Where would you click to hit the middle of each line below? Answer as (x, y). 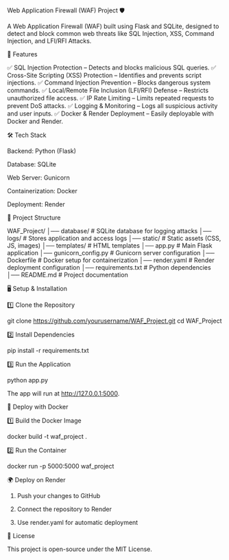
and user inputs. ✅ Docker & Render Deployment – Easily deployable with (111, 114)
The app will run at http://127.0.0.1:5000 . (63, 394)
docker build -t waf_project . (47, 437)
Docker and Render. (35, 121)
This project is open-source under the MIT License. (80, 549)
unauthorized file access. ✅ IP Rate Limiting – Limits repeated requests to (111, 98)
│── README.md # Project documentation (68, 275)
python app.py (28, 380)
